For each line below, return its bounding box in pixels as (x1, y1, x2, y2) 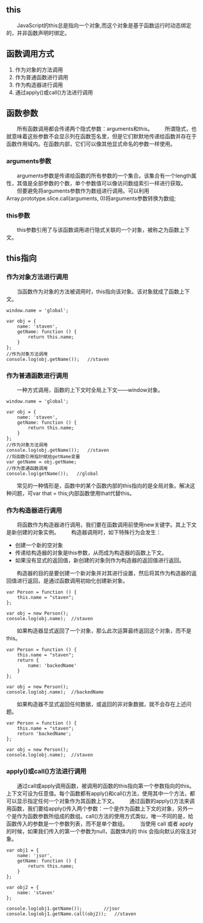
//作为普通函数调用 (6, 466, 48, 472)
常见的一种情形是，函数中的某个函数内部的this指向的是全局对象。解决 (17, 482, 190, 489)
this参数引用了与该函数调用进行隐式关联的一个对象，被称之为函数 (17, 227, 179, 234)
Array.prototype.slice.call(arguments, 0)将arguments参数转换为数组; (6, 194, 176, 202)
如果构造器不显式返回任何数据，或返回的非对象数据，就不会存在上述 (17, 701, 186, 708)
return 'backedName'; (17, 731, 71, 737)
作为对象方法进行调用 (6, 273, 68, 281)
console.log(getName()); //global (6, 471, 98, 477)
